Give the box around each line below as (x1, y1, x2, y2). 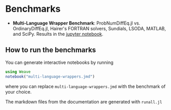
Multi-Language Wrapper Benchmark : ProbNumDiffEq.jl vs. (12, 20, 141, 26)
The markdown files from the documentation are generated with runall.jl (5, 98, 162, 105)
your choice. (5, 89, 32, 95)
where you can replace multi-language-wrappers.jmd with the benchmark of (5, 83, 166, 90)
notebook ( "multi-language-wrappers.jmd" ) (5, 74, 95, 79)
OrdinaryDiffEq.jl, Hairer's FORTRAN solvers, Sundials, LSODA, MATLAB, (12, 25, 166, 31)
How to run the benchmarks (5, 46, 96, 54)
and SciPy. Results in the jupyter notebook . (12, 31, 103, 37)
